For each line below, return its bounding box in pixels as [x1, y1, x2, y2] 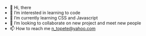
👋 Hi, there [9, 5, 31, 10]
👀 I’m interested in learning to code [9, 10, 81, 16]
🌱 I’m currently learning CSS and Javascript [9, 15, 98, 20]
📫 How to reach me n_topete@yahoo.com [9, 26, 96, 31]
